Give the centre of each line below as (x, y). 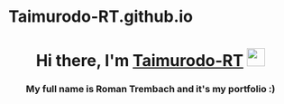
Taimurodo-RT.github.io (101, 17)
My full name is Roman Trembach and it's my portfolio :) (151, 90)
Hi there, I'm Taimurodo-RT (140, 61)
